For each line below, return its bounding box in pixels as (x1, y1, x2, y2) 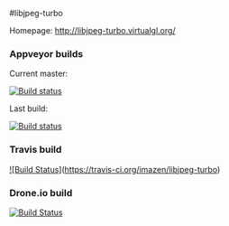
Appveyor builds (9, 47, 84, 60)
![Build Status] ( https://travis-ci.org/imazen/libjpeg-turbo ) (9, 164, 221, 174)
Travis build (9, 144, 62, 156)
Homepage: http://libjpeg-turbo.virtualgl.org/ (9, 25, 176, 35)
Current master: (9, 68, 69, 80)
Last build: (9, 103, 48, 114)
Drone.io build (9, 186, 73, 199)
